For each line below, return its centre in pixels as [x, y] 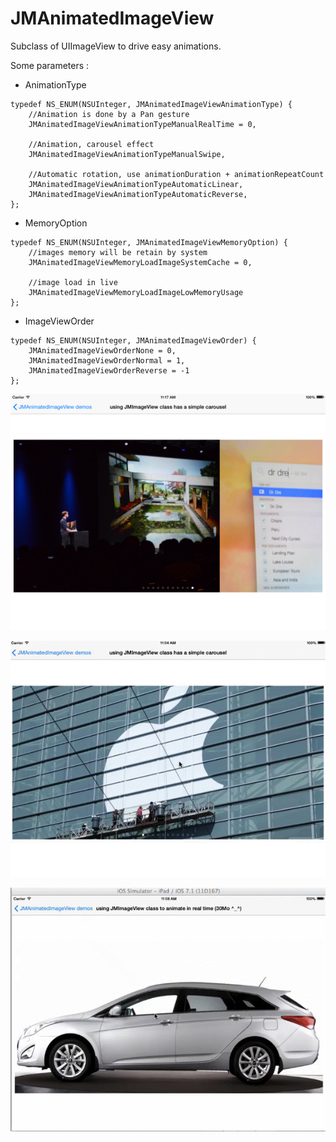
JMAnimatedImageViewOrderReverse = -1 [109, 370]
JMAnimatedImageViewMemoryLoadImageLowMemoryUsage [136, 292]
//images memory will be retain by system [118, 252]
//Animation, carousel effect [91, 144]
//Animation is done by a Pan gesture [109, 114]
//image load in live [73, 282]
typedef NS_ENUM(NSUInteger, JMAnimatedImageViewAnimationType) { [151, 104]
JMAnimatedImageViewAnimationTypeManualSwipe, [127, 154]
